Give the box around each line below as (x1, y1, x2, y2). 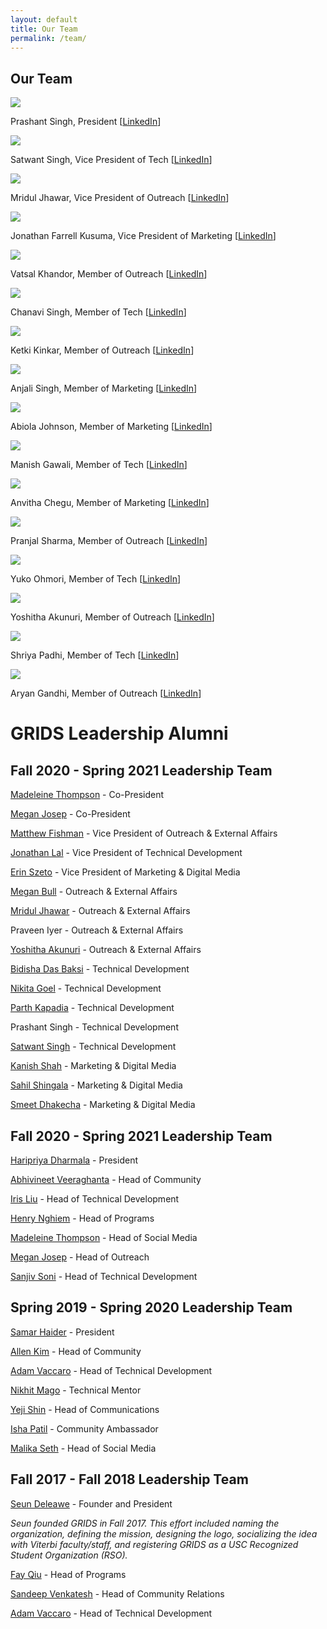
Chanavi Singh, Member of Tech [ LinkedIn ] (10, 306, 187, 318)
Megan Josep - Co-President (10, 808, 131, 820)
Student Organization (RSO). (10, 1549, 128, 1561)
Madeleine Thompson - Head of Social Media (10, 1232, 198, 1243)
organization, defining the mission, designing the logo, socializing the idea (10, 1527, 318, 1540)
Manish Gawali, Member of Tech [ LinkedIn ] (10, 459, 188, 471)
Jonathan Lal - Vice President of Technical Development (10, 847, 243, 859)
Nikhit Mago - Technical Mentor (10, 1384, 142, 1396)
